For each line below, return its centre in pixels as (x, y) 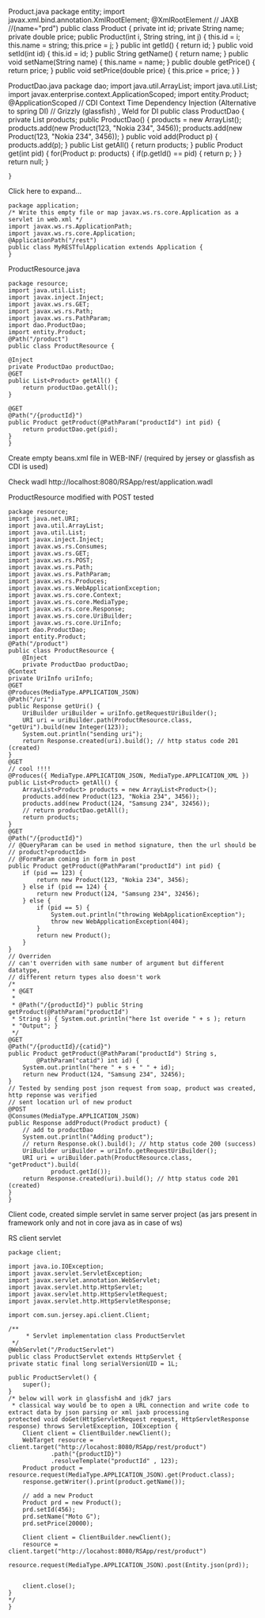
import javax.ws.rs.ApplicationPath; (70, 226)
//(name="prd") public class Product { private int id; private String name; (126, 28)
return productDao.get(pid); (70, 430)
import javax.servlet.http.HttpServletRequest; (88, 1294)
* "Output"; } (35, 1026)
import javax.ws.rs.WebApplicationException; (84, 588)
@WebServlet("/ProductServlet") (61, 1350)
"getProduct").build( (44, 1165)
